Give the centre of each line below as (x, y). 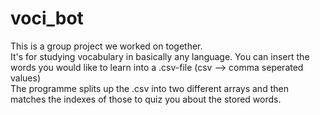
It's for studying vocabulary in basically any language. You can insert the (160, 56)
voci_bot (47, 18)
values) (25, 78)
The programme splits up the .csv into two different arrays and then (149, 88)
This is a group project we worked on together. (106, 46)
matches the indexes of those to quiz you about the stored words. (146, 99)
